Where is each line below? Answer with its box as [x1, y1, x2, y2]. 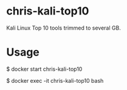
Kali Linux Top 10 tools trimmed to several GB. [6, 24, 122, 31]
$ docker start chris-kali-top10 [6, 65, 83, 72]
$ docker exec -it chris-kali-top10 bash [6, 77, 104, 84]
